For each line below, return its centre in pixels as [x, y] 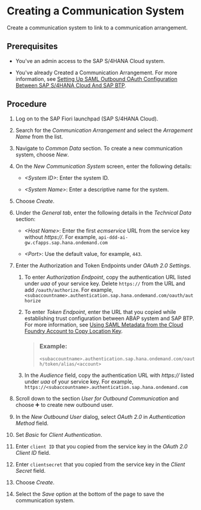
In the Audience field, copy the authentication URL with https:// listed [109, 375]
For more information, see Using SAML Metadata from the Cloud [104, 324]
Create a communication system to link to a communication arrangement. [97, 28]
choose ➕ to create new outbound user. [64, 405]
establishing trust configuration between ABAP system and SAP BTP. [109, 318]
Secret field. [31, 470]
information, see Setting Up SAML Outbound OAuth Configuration [96, 79]
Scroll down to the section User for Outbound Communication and [97, 398]
